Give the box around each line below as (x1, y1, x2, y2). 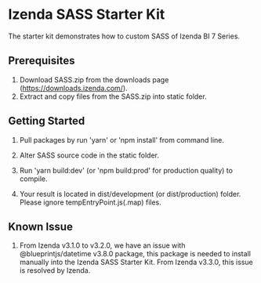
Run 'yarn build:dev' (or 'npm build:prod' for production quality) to (19, 165, 234, 175)
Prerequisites (8, 54, 75, 67)
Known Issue (8, 220, 73, 233)
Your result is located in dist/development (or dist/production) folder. (19, 189, 241, 198)
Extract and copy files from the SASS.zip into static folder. (19, 92, 207, 101)
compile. (19, 174, 49, 183)
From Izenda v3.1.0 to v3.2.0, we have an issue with (19, 241, 186, 250)
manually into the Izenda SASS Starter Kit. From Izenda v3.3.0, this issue (19, 257, 253, 267)
